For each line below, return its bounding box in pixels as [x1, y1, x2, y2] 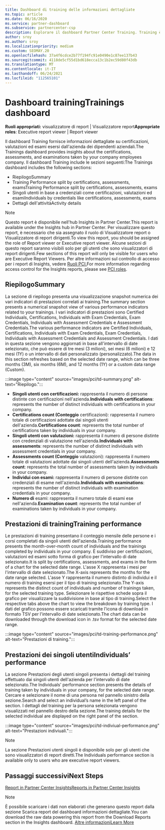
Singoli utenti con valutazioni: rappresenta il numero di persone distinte [12, 432, 159, 438]
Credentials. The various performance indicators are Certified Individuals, [5, 325, 153, 331]
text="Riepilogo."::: [5, 381, 43, 387]
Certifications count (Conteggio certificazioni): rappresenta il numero [12, 411, 155, 418]
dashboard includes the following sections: [5, 164, 92, 170]
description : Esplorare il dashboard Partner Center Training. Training [5, 30, 157, 35]
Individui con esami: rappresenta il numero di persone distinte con [12, 474, 148, 480]
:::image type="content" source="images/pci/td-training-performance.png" [5, 631, 158, 637]
